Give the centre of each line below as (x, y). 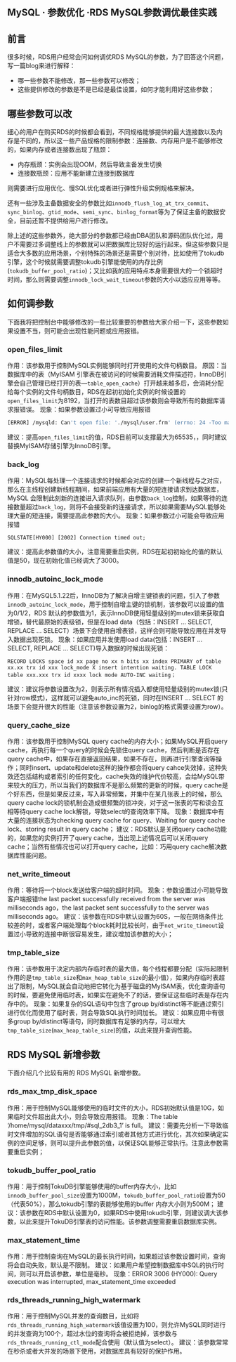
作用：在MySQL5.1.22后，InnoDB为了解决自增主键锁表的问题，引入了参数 (113, 595)
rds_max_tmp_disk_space (52, 1092)
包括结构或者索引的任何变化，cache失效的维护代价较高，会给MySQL (119, 776)
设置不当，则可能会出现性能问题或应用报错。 (78, 330)
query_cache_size (39, 725)
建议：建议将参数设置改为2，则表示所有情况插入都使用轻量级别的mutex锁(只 (118, 689)
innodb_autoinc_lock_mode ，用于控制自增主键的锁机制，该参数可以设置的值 (116, 604)
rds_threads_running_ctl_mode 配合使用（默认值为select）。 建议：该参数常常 (118, 1342)
